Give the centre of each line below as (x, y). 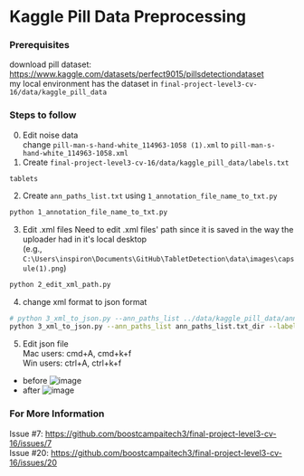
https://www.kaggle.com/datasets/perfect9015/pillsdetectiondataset (137, 74)
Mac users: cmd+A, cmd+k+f (77, 354)
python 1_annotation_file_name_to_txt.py (89, 212)
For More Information (57, 414)
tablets (24, 178)
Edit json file (46, 344)
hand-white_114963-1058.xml (75, 153)
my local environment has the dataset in (84, 84)
